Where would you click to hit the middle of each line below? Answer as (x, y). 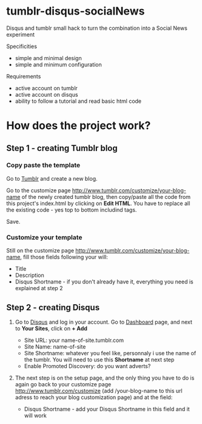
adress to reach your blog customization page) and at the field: (94, 397)
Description (29, 276)
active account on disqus (46, 94)
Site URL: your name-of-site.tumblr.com (74, 340)
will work (35, 415)
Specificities (22, 46)
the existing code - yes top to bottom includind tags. (72, 210)
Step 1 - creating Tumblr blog (62, 148)
